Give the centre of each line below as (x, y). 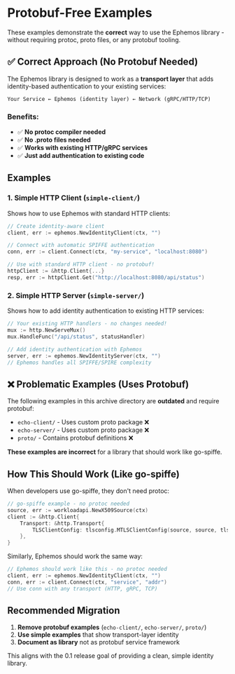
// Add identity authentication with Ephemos (74, 349)
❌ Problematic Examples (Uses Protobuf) (98, 384)
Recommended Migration (64, 611)
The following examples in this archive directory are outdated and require (113, 401)
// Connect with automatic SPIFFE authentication (81, 245)
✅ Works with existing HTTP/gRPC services (83, 148)
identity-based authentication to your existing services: (87, 86)
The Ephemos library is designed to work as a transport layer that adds (111, 79)
